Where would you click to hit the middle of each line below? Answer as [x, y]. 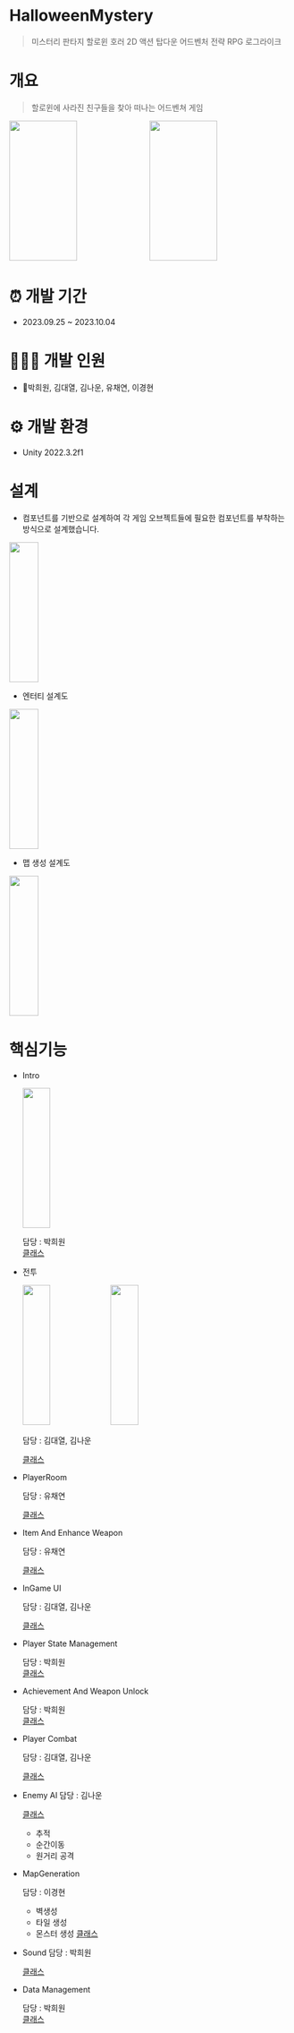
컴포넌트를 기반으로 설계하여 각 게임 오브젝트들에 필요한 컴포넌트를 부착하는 [154, 518]
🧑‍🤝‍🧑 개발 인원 [57, 361]
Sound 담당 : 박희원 [57, 1952]
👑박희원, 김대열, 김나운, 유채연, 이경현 [88, 387]
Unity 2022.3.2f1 [53, 452]
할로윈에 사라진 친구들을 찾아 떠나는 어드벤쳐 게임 [117, 107]
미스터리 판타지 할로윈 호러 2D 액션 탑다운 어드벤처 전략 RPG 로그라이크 [156, 41]
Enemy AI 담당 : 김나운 [62, 1795]
